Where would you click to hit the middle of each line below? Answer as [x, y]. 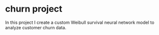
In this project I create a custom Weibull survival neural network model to [80, 22]
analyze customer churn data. [36, 27]
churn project [34, 9]
